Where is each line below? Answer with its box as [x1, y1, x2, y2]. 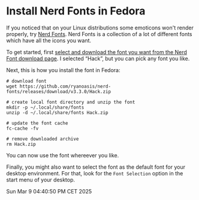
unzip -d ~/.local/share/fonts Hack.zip [6, 109, 109, 115]
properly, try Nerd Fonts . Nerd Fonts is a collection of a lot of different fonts [6, 30, 192, 37]
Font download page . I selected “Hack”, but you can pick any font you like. [6, 55, 190, 62]
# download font [6, 78, 47, 84]
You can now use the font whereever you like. [6, 151, 119, 159]
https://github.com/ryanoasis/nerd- [19, 83, 111, 89]
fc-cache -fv [6, 125, 39, 132]
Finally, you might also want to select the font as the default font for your [6, 163, 186, 171]
